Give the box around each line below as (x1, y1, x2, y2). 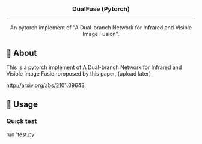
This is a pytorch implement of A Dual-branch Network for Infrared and (6, 64, 182, 71)
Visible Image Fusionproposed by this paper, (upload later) (6, 70, 151, 77)
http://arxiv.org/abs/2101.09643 (6, 82, 85, 89)
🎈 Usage (6, 99, 38, 109)
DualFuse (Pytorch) (72, 5, 130, 13)
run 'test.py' (6, 131, 36, 138)
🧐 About (6, 47, 37, 58)
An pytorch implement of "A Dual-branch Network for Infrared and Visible (10, 24, 192, 31)
